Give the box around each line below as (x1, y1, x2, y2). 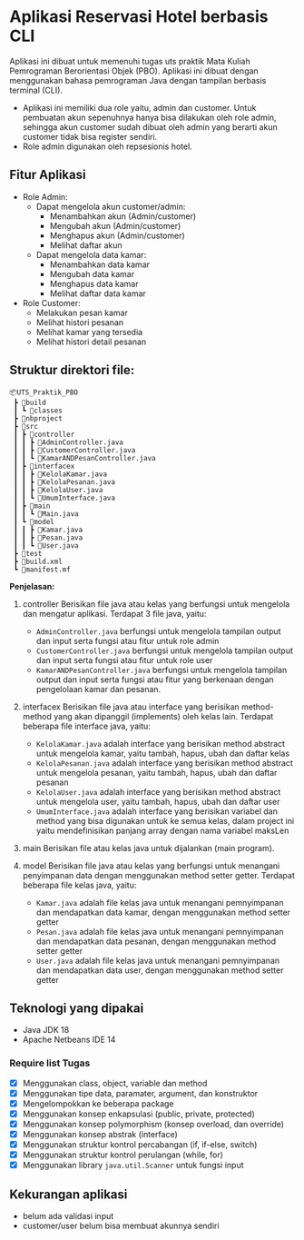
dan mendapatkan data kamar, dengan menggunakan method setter (35, 907, 291, 918)
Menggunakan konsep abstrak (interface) (22, 1128, 179, 1139)
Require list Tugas (9, 1056, 91, 1069)
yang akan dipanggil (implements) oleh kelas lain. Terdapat (53, 710, 274, 721)
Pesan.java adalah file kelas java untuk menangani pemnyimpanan (35, 926, 284, 937)
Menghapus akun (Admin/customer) (49, 230, 186, 241)
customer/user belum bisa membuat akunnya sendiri (22, 1220, 220, 1232)
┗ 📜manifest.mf (13, 565, 71, 574)
